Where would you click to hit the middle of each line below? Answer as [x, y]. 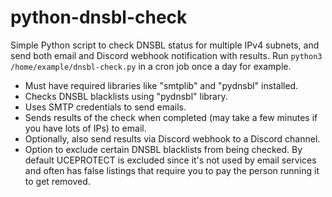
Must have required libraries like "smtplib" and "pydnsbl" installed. [161, 85]
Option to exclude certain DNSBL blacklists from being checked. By [163, 149]
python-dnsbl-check [99, 17]
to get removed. [57, 181]
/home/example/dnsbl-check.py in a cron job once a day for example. [151, 66]
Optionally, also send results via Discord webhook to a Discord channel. [172, 138]
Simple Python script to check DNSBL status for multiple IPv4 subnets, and [165, 45]
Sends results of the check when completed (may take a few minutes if [171, 117]
